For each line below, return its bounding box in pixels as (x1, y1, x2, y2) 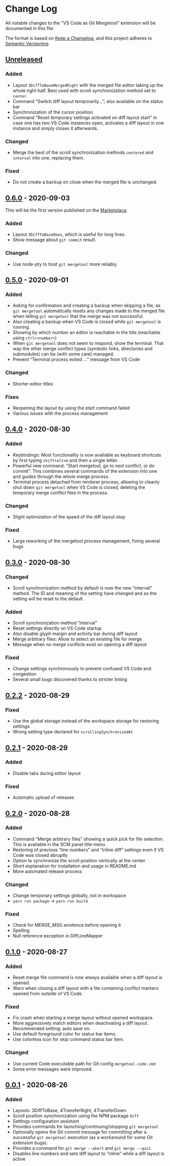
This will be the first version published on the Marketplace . (5, 207, 128, 213)
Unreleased (5, 55, 43, 64)
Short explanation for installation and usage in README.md (12, 863, 137, 869)
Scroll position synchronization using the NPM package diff (12, 1113, 139, 1119)
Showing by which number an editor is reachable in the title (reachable (12, 330, 161, 336)
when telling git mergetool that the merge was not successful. (12, 313, 144, 319)
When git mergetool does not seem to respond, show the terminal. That (12, 340, 164, 346)
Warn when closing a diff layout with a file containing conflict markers (12, 985, 159, 991)
